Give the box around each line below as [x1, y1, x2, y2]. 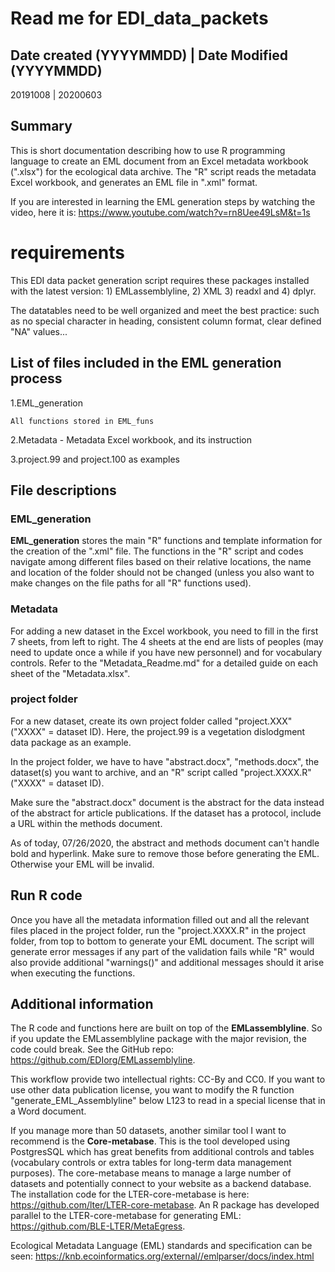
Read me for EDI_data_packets [10, 7, 269, 30]
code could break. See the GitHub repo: [10, 1043, 175, 1056]
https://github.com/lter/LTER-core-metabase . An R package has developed [10, 1199, 320, 1211]
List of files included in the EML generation [10, 355, 282, 372]
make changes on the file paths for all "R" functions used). [10, 577, 252, 589]
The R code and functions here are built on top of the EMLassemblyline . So [10, 1022, 323, 1034]
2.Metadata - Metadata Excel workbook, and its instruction [10, 433, 252, 446]
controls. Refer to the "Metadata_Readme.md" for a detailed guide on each [10, 657, 319, 669]
